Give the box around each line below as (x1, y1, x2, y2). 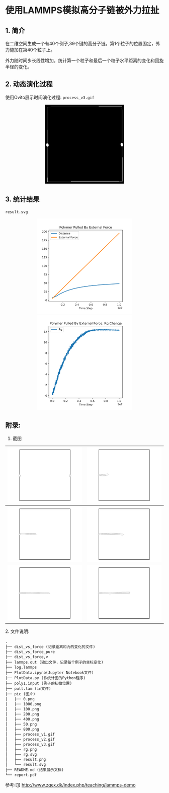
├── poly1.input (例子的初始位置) (5, 681, 72, 686)
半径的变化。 (5, 64, 32, 69)
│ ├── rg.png (5, 747, 37, 752)
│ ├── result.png (5, 757, 46, 762)
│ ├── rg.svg (5, 752, 37, 757)
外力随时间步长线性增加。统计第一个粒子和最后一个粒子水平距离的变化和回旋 (5, 57, 164, 63)
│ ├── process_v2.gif (5, 737, 55, 742)
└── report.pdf (5, 772, 37, 777)
